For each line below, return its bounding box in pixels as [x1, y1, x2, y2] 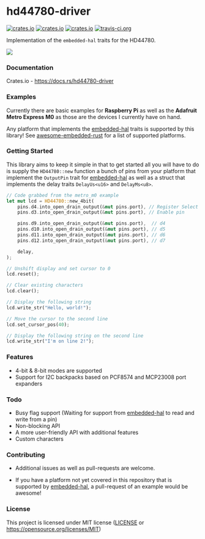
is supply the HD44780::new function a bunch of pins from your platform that [6, 167, 196, 174]
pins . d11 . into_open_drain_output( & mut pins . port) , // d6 [17, 232, 166, 238]
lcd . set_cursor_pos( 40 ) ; [6, 321, 70, 328]
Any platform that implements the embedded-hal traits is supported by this [6, 125, 195, 133]
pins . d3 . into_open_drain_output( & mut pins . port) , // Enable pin [17, 209, 185, 215]
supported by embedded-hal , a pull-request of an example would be [15, 483, 188, 491]
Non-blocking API [15, 422, 61, 429]
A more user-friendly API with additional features [15, 428, 139, 436]
